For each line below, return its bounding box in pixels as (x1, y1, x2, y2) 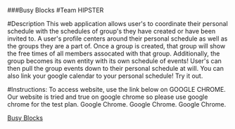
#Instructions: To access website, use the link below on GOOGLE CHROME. (7, 86, 227, 93)
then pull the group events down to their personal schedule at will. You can (7, 64, 224, 72)
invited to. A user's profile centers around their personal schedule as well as (7, 34, 228, 43)
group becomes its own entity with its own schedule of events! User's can (7, 57, 222, 65)
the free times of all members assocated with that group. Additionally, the (7, 49, 220, 57)
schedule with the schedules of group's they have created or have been (7, 27, 216, 35)
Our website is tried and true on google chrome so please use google (7, 93, 208, 101)
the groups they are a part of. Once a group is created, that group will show (7, 42, 226, 50)
